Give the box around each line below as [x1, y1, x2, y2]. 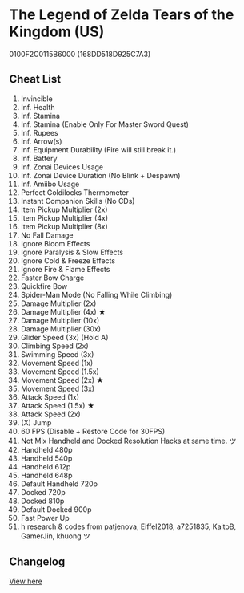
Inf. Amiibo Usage [20, 179, 80, 189]
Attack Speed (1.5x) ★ [20, 400, 95, 410]
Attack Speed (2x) [20, 409, 81, 419]
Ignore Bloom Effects [20, 238, 90, 248]
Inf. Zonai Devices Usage [20, 162, 104, 172]
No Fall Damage [20, 230, 74, 240]
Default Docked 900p [20, 504, 92, 514]
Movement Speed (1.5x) [20, 367, 99, 376]
